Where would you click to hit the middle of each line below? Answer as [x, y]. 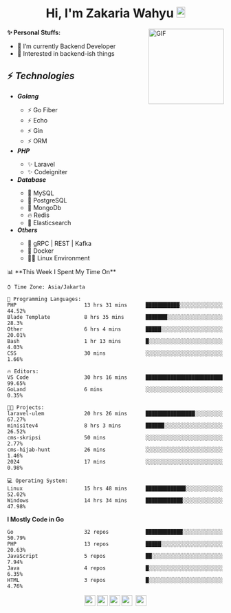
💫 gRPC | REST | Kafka [59, 243]
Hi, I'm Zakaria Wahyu [110, 13]
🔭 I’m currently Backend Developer [66, 46]
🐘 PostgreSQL [47, 200]
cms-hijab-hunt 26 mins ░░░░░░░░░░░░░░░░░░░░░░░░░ [115, 450]
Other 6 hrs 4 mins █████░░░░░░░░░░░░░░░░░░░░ [115, 329]
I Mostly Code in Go [35, 519]
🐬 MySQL [41, 193]
